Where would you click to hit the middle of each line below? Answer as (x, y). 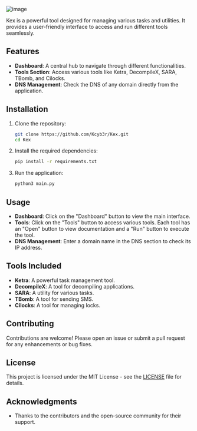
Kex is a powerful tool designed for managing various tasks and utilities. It (96, 20)
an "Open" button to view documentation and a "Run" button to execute (102, 228)
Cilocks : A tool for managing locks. (57, 305)
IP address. (28, 247)
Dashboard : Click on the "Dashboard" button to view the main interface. (102, 216)
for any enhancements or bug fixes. (50, 344)
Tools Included (34, 266)
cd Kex (23, 140)
